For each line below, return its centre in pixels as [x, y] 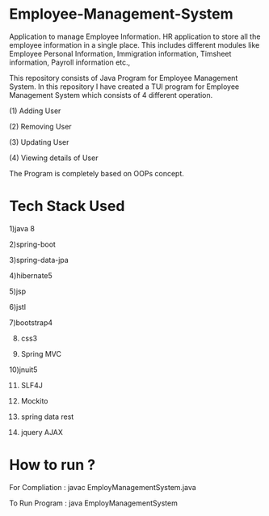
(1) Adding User [35, 111]
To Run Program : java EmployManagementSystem [94, 503]
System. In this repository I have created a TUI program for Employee [124, 87]
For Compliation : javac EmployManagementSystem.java [103, 487]
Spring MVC [41, 353]
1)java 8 [22, 228]
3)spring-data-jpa [39, 260]
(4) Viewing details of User [54, 158]
